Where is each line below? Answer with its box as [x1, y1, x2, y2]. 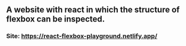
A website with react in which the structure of [6, 5, 180, 15]
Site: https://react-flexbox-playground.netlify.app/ [6, 32, 157, 41]
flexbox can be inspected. [6, 14, 105, 24]
